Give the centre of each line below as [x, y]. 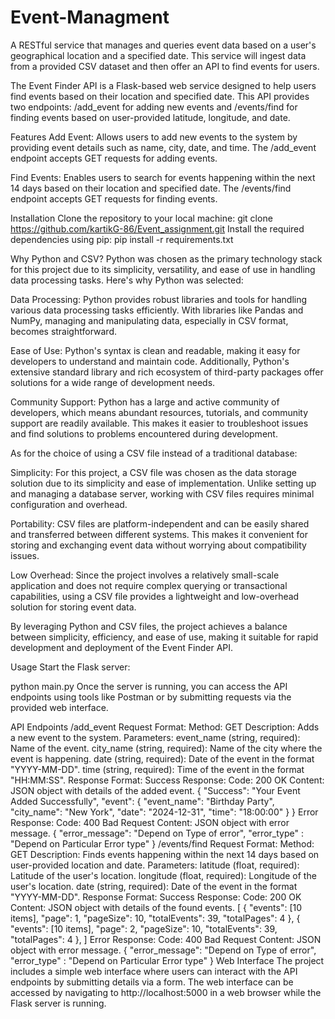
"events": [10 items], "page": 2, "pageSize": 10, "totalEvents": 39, [144, 928]
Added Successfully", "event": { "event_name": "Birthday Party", [142, 801]
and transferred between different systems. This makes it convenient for [159, 534]
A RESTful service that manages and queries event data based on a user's [163, 45]
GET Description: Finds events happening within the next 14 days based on [165, 854]
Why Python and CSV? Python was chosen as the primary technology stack [166, 258]
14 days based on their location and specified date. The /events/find [151, 188]
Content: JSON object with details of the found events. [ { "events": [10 [156, 907]
